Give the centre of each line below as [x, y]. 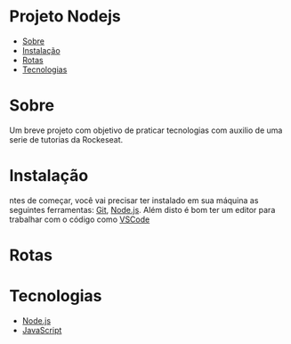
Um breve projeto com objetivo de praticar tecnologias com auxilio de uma [146, 130]
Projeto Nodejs [65, 16]
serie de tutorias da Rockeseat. [66, 139]
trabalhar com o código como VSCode [80, 219]
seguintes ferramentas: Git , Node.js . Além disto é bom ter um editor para [142, 209]
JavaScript [42, 330]
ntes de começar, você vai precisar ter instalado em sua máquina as [134, 200]
